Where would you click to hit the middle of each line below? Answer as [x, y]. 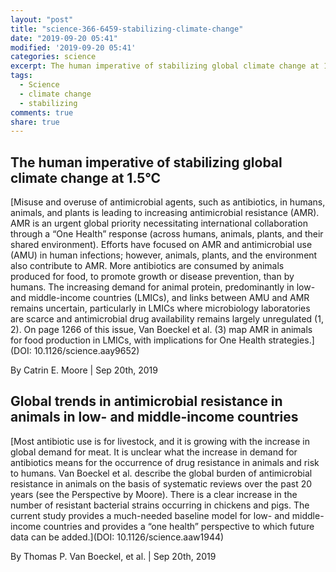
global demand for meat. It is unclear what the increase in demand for [154, 452]
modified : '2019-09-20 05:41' [73, 47]
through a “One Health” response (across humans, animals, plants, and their [167, 234]
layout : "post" [42, 19]
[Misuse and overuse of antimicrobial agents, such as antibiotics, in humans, [168, 202]
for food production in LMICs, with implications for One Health [138, 340]
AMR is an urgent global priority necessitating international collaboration [159, 223]
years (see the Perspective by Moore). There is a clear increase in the [154, 494]
